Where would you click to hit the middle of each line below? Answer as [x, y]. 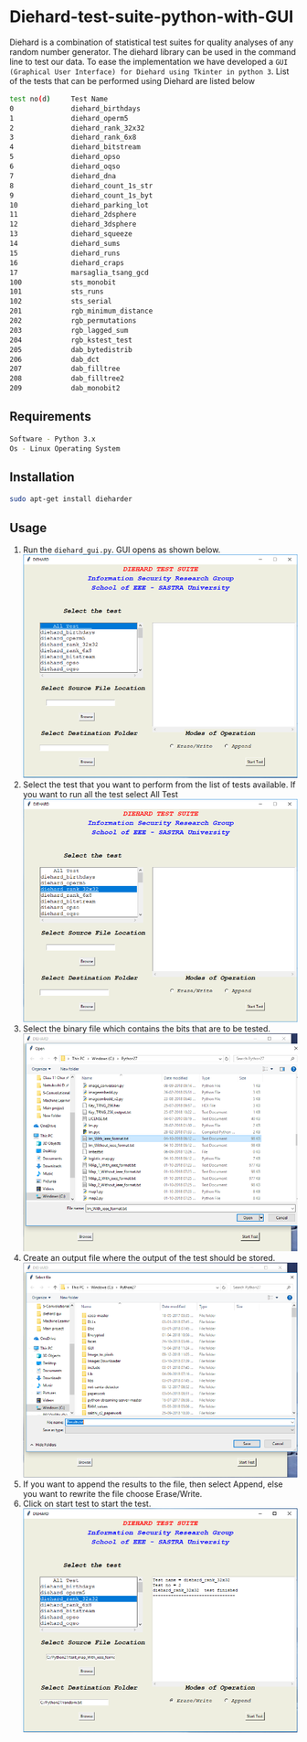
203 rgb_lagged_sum [69, 330]
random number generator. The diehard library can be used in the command [153, 51]
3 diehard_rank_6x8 [73, 138]
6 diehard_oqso [65, 166]
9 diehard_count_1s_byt [81, 195]
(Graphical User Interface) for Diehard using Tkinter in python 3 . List [149, 71]
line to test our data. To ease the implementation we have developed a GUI [149, 61]
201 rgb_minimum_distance [81, 311]
